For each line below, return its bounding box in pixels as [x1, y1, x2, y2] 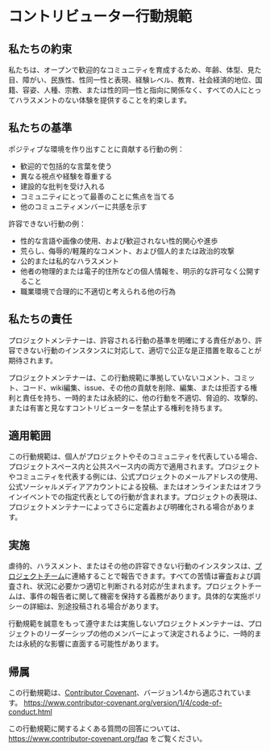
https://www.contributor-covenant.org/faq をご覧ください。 [8, 734, 207, 744]
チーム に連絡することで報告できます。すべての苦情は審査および [43, 571, 254, 581]
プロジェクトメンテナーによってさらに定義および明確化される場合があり [8, 502, 248, 512]
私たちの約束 [8, 42, 73, 56]
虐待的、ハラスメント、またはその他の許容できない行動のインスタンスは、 [8, 561, 255, 571]
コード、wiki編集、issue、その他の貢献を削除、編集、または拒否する [22, 383, 251, 392]
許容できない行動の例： [8, 219, 86, 229]
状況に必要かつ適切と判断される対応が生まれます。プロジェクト [36, 581, 248, 591]
